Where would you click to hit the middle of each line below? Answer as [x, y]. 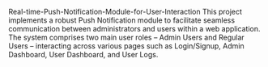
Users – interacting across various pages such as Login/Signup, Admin [126, 46]
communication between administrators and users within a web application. [134, 29]
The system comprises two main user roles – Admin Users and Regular [126, 37]
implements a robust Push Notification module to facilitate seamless [122, 20]
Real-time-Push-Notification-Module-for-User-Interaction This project [125, 12]
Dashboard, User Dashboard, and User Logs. [83, 54]
